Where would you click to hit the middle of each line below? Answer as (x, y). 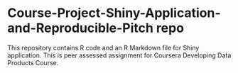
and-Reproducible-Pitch (81, 28)
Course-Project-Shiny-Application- (114, 13)
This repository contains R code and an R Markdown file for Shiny (103, 47)
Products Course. (33, 62)
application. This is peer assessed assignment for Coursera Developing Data (119, 55)
